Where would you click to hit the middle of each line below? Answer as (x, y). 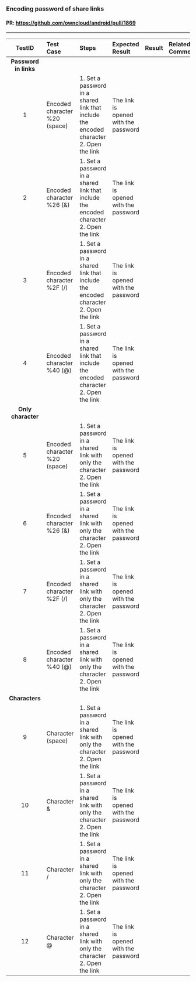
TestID (25, 48)
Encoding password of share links (55, 9)
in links (25, 69)
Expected (126, 45)
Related (180, 45)
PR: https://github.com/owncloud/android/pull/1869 (71, 23)
